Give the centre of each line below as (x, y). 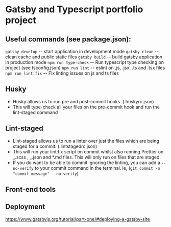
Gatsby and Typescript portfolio (74, 9)
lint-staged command (35, 112)
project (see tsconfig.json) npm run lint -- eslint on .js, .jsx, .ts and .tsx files (85, 68)
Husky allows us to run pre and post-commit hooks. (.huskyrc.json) (83, 101)
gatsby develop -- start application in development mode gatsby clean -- (82, 51)
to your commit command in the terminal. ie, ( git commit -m (97, 168)
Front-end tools (31, 189)
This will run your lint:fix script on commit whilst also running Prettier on (88, 151)
